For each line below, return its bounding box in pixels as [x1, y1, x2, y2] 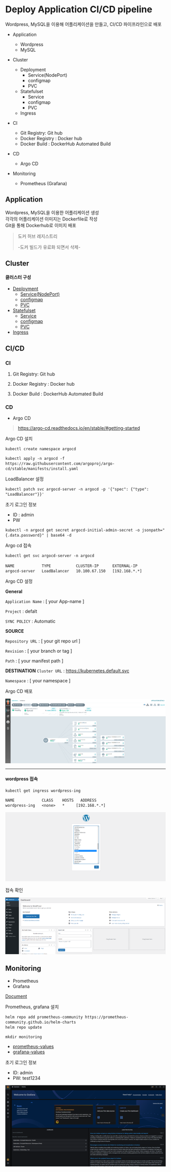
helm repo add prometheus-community [5, 1014, 83, 1020]
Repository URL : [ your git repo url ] [5, 638, 80, 644]
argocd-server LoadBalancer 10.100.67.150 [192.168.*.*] [5, 569, 142, 574]
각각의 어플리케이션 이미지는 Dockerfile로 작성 [5, 216, 98, 222]
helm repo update [5, 1025, 42, 1030]
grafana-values [12, 1049, 45, 1055]
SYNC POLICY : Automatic [5, 618, 56, 625]
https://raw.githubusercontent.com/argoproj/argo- [5, 461, 115, 467]
